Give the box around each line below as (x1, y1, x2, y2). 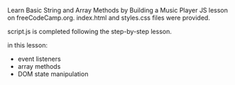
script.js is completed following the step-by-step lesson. (7, 28, 172, 35)
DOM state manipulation (17, 70, 89, 78)
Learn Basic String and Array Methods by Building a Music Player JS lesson (7, 6, 229, 14)
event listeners (17, 55, 62, 63)
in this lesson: (7, 41, 48, 49)
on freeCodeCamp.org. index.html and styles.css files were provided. (7, 13, 211, 22)
